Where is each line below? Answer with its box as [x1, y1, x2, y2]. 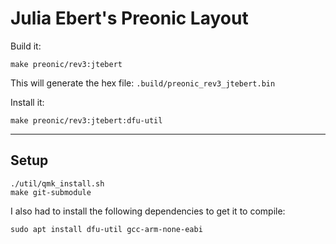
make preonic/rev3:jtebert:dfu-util [10, 115, 163, 126]
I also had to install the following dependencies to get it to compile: [10, 205, 286, 217]
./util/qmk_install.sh [10, 178, 105, 189]
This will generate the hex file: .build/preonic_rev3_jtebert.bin [10, 77, 276, 89]
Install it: [10, 96, 45, 108]
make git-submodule [10, 187, 92, 197]
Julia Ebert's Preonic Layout [10, 7, 249, 30]
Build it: [10, 40, 42, 52]
